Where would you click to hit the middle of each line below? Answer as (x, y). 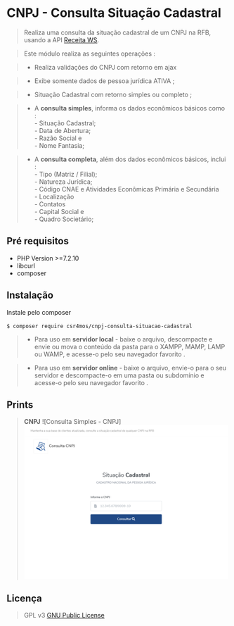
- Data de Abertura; (63, 130)
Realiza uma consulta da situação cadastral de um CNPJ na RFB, (117, 32)
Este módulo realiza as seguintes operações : (90, 54)
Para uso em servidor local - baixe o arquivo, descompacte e (123, 339)
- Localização (54, 196)
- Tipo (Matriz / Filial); (66, 174)
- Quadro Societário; (64, 219)
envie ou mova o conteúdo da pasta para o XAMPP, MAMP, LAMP (130, 346)
